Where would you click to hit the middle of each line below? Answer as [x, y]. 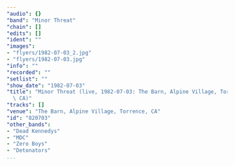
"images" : [21, 46]
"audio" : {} [24, 14]
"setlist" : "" [27, 79]
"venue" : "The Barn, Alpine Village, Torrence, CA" [83, 111]
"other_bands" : [29, 124]
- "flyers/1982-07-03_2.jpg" [49, 53]
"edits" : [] [24, 33]
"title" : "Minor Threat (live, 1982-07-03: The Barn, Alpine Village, [112, 92]
